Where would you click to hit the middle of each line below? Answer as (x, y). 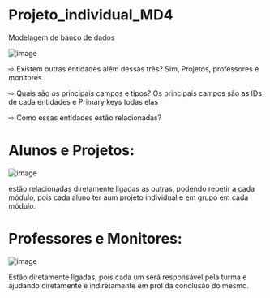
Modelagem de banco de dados (62, 37)
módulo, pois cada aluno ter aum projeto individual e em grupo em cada (129, 197)
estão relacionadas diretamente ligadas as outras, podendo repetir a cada (132, 188)
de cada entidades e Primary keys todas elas (84, 101)
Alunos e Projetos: (72, 151)
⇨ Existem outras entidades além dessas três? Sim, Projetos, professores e (134, 69)
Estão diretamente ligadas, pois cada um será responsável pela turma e (128, 277)
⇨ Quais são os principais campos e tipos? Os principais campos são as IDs (135, 93)
